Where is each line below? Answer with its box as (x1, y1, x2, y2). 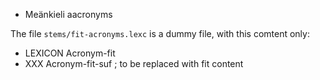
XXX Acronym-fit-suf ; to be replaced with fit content (24, 58, 244, 69)
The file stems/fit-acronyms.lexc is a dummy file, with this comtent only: (10, 28, 310, 39)
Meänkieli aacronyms (24, 9, 113, 20)
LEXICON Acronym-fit (24, 47, 116, 59)
